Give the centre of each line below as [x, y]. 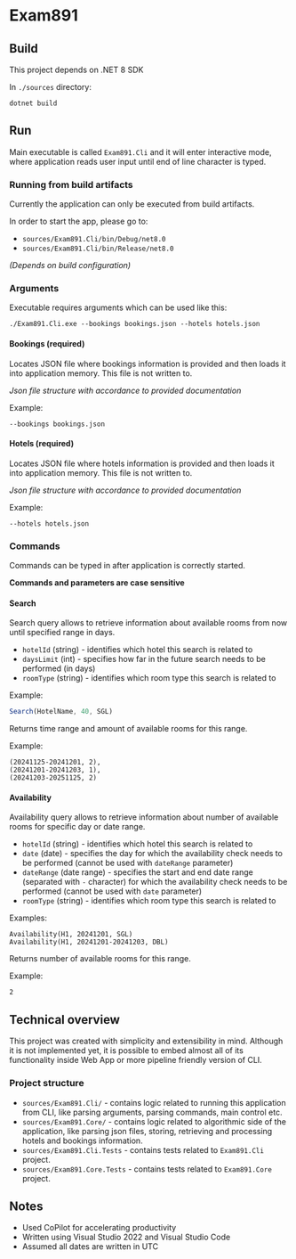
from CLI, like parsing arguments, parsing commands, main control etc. [152, 1112]
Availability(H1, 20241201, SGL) [71, 935]
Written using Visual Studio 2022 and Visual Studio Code [126, 1237]
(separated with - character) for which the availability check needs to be [155, 882]
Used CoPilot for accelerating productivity [99, 1228]
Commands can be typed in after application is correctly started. [128, 566]
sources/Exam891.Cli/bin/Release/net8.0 [98, 249]
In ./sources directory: [50, 87]
